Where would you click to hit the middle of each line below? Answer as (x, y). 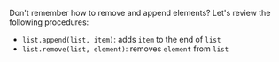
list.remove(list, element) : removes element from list (125, 49)
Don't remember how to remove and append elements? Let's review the (140, 13)
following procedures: (49, 22)
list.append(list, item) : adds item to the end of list (121, 39)
